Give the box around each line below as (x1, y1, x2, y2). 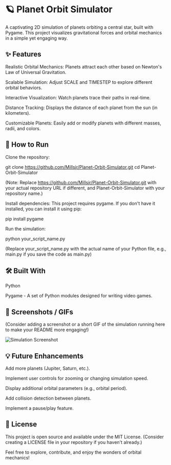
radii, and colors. (5, 125, 41, 131)
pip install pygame (5, 216, 44, 222)
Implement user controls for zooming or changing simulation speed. (5, 375, 148, 381)
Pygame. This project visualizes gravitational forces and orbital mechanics (5, 29, 162, 35)
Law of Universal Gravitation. (5, 69, 67, 75)
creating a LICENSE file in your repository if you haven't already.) (5, 439, 142, 445)
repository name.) (5, 190, 43, 196)
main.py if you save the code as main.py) (5, 251, 92, 257)
